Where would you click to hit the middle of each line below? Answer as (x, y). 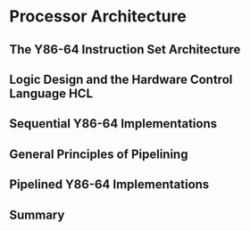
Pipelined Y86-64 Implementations (109, 185)
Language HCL (51, 93)
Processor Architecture (98, 16)
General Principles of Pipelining (99, 154)
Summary (37, 214)
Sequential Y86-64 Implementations (113, 124)
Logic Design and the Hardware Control (121, 79)
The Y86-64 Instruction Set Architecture (125, 49)
